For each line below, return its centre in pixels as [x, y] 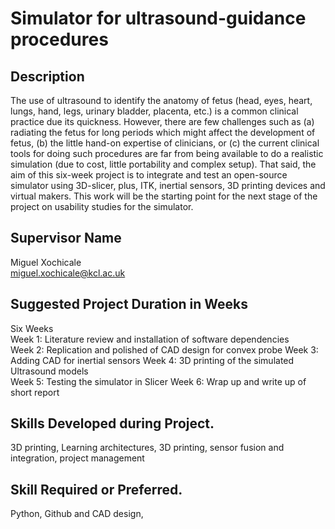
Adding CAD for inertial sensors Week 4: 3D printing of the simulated [152, 360]
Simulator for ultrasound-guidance [158, 18]
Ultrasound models [49, 371]
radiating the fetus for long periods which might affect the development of [163, 132]
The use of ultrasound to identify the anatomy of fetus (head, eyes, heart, [161, 100]
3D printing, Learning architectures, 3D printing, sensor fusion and [147, 448]
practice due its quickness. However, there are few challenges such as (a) [162, 121]
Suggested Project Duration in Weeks [129, 304]
